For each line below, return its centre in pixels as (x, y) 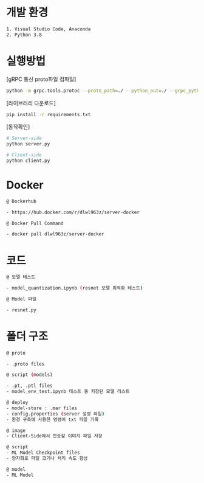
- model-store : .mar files (42, 408)
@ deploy (17, 403)
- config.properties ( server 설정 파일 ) (56, 414)
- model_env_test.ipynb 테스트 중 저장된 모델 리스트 (68, 392)
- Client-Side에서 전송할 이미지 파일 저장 (54, 436)
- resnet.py (21, 310)
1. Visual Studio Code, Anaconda (49, 29)
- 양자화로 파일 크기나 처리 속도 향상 (47, 459)
